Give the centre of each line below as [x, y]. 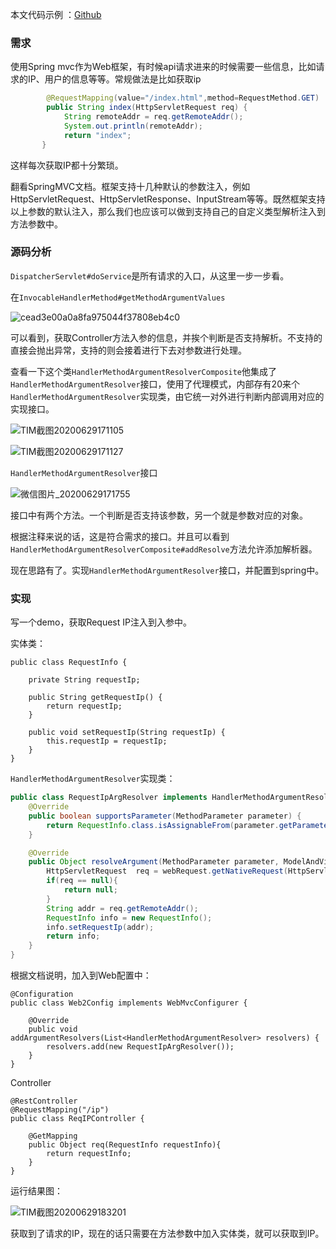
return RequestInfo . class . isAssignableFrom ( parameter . [163, 825]
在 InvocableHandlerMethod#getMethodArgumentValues [118, 297]
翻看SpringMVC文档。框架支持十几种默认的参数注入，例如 [130, 186]
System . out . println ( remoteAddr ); [133, 126]
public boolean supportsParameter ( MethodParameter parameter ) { [165, 816]
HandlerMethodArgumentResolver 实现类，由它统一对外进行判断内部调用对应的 [167, 396]
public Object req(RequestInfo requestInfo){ [125, 1145]
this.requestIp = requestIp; [107, 741]
